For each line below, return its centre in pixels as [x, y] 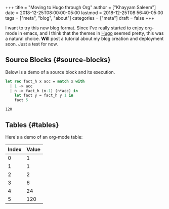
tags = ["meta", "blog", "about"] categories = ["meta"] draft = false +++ [80, 18]
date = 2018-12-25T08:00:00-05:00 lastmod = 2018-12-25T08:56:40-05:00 [84, 13]
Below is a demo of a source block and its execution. [60, 72]
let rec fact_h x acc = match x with [45, 81]
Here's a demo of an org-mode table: [44, 137]
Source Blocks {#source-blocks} [58, 60]
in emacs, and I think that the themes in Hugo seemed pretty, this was [91, 33]
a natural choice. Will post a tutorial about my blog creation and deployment [85, 38]
